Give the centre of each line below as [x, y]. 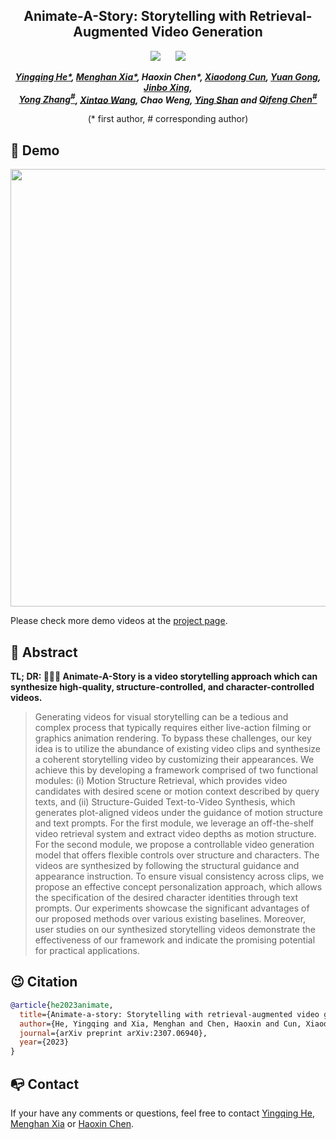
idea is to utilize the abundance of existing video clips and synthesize [177, 749]
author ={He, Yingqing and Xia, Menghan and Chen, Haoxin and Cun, [160, 1024]
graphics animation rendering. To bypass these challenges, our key [173, 738]
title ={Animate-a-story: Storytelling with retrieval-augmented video [169, 1014]
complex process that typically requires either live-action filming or [173, 728]
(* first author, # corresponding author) [168, 119]
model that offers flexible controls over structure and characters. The [177, 855]
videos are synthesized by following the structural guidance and [167, 866]
